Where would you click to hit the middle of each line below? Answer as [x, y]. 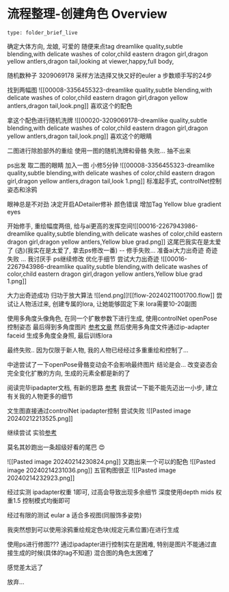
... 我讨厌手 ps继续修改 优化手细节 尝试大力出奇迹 [90, 259]
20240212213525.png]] [40, 418]
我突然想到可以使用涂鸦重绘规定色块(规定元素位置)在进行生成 [93, 529]
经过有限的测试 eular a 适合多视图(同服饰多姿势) [75, 515]
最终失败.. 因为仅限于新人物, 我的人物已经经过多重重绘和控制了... [98, 350]
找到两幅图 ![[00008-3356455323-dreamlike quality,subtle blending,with [110, 90]
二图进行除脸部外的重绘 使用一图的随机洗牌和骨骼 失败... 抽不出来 [99, 151]
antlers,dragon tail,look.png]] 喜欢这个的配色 [70, 105]
